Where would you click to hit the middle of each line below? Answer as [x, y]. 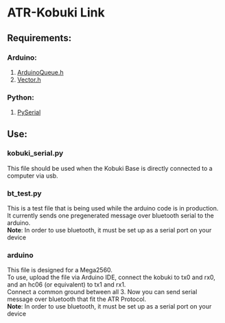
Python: [21, 97]
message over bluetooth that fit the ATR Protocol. [77, 299]
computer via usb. [33, 176]
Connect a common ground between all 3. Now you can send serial [102, 292]
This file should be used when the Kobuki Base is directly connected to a [110, 168]
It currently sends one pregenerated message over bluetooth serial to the [110, 216]
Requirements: [39, 38]
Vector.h [29, 80]
